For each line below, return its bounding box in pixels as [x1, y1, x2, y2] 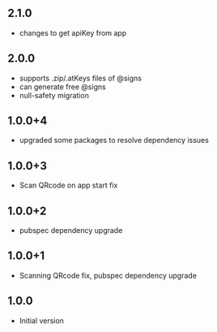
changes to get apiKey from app [19, 28, 127, 37]
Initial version [19, 316, 64, 326]
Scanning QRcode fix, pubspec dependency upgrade [19, 270, 198, 280]
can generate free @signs [19, 81, 106, 92]
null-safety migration [19, 90, 90, 100]
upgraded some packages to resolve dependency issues [19, 136, 210, 145]
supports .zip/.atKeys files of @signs [19, 73, 143, 83]
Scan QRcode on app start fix [19, 180, 118, 190]
